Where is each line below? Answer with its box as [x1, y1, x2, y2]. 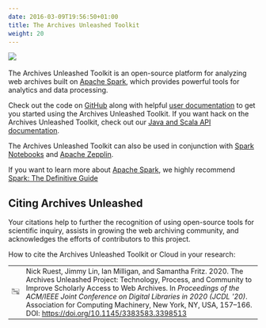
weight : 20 [8, 29, 44, 37]
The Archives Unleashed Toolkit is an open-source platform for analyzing [8, 68, 247, 78]
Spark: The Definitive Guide [8, 174, 99, 183]
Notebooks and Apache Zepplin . [8, 150, 114, 159]
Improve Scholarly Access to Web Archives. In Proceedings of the [25, 283, 240, 292]
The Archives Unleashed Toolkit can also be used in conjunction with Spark [8, 141, 255, 151]
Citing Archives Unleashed [8, 196, 143, 210]
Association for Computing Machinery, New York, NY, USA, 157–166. [25, 299, 253, 309]
